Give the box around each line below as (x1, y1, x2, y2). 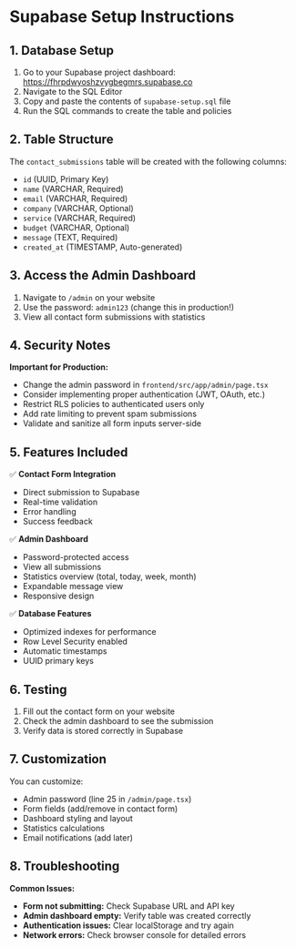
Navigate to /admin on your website (22, 291, 156, 302)
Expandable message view (22, 581, 124, 592)
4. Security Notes (9, 338, 111, 353)
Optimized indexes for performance (22, 627, 157, 637)
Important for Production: (9, 362, 109, 372)
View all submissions (22, 562, 102, 573)
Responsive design (22, 590, 95, 602)
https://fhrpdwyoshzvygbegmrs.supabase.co (22, 76, 193, 87)
